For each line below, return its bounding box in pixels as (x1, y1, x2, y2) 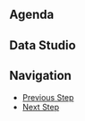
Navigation (9, 68, 72, 83)
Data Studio (9, 38, 76, 53)
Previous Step (21, 91, 74, 102)
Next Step (21, 101, 60, 112)
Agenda (9, 7, 55, 22)
